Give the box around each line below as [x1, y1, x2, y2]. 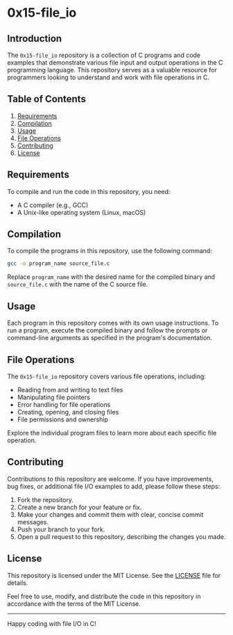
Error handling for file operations [17, 400, 111, 408]
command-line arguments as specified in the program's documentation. [7, 334, 213, 342]
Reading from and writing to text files [17, 385, 123, 394]
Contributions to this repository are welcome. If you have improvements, [7, 474, 214, 483]
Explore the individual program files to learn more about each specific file [7, 428, 217, 437]
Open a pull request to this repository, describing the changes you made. [17, 532, 227, 540]
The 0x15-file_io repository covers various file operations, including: [7, 372, 206, 380]
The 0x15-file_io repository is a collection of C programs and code [7, 51, 201, 59]
